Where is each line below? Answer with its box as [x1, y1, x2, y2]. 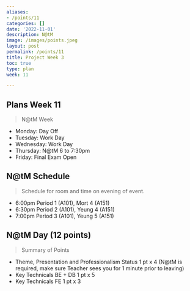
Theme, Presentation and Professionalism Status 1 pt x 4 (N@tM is [15, 258, 182, 265]
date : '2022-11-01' [6, 26, 56, 32]
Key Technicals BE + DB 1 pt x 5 [15, 271, 95, 278]
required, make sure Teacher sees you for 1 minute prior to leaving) [15, 264, 185, 272]
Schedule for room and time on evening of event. [21, 187, 145, 194]
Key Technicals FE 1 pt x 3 [15, 278, 81, 285]
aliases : [6, 9, 29, 15]
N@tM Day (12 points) [6, 230, 92, 240]
